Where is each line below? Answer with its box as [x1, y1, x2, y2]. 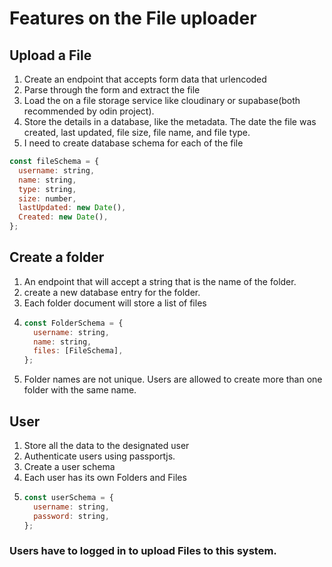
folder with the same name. [23, 384, 137, 396]
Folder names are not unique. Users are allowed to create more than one [23, 373, 323, 386]
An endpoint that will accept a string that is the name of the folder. [23, 275, 297, 287]
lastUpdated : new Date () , [18, 203, 127, 213]
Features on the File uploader [9, 7, 257, 30]
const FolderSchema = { [23, 318, 124, 328]
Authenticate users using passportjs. [23, 450, 176, 462]
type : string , [18, 184, 77, 194]
